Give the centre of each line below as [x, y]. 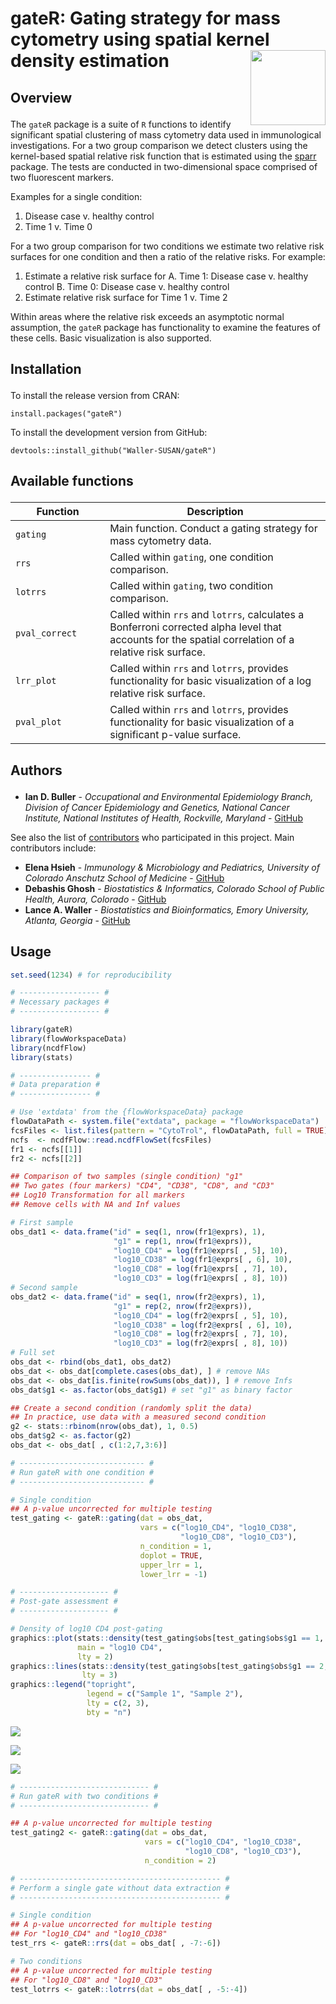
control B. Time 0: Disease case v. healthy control [127, 286]
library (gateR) [42, 1030]
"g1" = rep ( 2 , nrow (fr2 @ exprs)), [183, 1306]
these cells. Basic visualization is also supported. [111, 338]
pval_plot [38, 722]
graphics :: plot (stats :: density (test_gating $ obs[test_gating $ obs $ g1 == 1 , [167, 1638]
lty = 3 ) [99, 1675]
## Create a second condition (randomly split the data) [131, 1408]
